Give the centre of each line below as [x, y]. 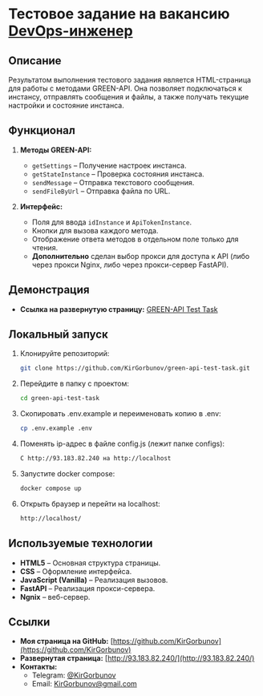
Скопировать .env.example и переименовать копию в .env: [121, 414]
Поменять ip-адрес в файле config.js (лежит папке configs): [122, 444]
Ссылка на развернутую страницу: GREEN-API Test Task [119, 309]
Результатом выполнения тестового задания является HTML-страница [129, 80]
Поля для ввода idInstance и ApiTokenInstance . [112, 222]
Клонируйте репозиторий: [65, 354]
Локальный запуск [58, 335]
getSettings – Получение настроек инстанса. [109, 165]
